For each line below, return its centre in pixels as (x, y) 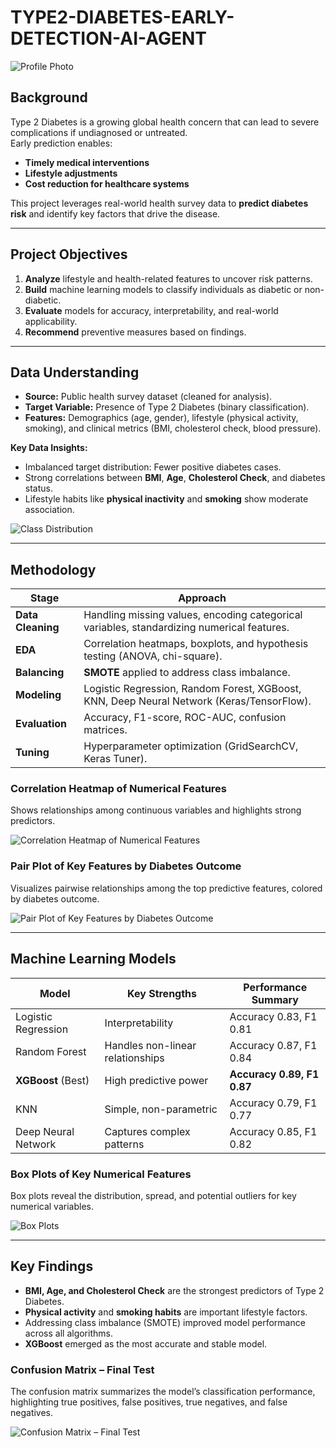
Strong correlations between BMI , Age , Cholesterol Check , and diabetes (175, 478)
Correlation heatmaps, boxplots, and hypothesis (196, 644)
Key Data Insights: (49, 448)
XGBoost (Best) (52, 1080)
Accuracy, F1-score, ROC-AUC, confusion (185, 718)
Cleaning (37, 628)
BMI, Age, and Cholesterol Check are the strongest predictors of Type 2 (174, 1290)
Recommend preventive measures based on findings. (135, 332)
